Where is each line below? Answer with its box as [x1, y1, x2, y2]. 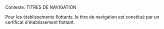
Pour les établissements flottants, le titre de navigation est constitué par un [5, 14, 159, 19]
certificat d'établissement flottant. [5, 19, 75, 25]
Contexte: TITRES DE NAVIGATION [5, 4, 76, 10]
